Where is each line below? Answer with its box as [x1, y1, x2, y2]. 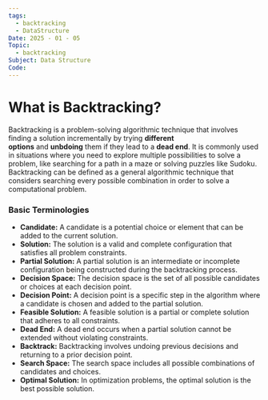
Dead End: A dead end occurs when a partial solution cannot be [19, 324, 232, 334]
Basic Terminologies [8, 204, 90, 215]
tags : [8, 11, 26, 20]
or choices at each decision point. [19, 282, 132, 291]
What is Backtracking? [8, 98, 162, 116]
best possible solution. [19, 383, 94, 393]
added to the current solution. [19, 230, 118, 240]
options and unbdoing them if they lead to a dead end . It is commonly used [8, 142, 258, 151]
